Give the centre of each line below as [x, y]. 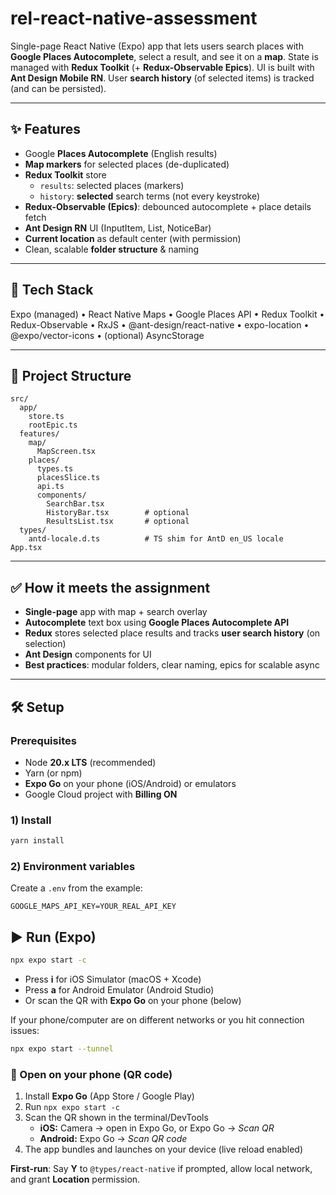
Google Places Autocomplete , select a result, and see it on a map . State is [164, 56]
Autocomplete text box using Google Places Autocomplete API [157, 623]
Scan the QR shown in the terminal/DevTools [116, 1118]
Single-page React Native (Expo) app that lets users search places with [157, 46]
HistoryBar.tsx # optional [118, 513]
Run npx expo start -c [72, 1107]
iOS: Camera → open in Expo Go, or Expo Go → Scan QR [157, 1128]
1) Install [31, 820]
